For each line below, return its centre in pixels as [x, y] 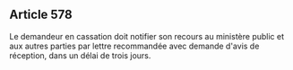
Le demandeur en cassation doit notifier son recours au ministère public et [147, 36]
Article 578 [41, 15]
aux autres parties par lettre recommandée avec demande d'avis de [134, 46]
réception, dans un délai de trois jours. [80, 55]
